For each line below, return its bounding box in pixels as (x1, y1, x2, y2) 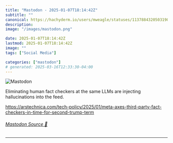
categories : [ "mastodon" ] (5, 60, 61, 65)
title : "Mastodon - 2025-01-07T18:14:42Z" (5, 7, 98, 13)
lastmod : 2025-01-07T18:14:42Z (5, 41, 73, 46)
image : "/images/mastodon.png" (5, 27, 73, 32)
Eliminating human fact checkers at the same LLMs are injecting (5, 88, 141, 95)
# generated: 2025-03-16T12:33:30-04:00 (5, 64, 94, 69)
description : (5, 22, 33, 27)
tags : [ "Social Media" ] (5, 50, 57, 56)
